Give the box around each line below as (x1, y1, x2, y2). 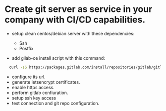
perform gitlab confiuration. (11, 90, 68, 96)
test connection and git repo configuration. (11, 100, 100, 106)
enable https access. (11, 84, 55, 90)
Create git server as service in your (4, 3, 153, 15)
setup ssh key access (11, 95, 56, 101)
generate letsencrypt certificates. (11, 79, 80, 85)
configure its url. (11, 74, 46, 80)
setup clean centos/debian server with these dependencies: (11, 30, 135, 36)
